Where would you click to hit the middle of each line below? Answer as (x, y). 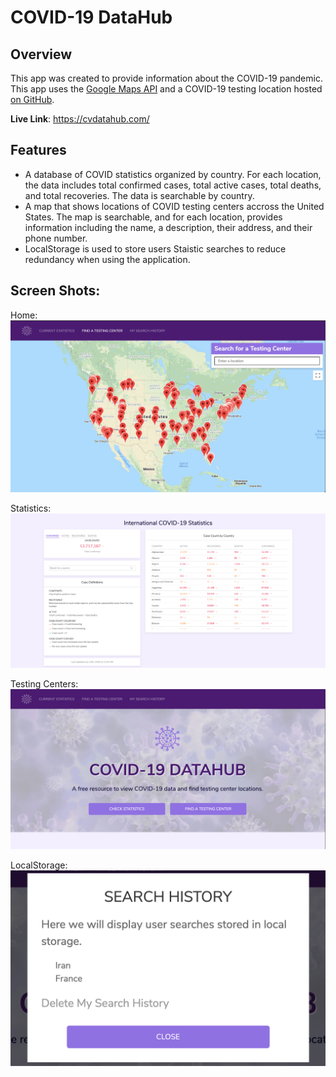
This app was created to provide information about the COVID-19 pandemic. (166, 78)
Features (38, 150)
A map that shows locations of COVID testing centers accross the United (174, 206)
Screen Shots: (55, 291)
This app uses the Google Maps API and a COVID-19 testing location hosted (166, 89)
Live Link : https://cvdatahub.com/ (80, 119)
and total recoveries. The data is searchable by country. (139, 195)
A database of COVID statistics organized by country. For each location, (173, 174)
